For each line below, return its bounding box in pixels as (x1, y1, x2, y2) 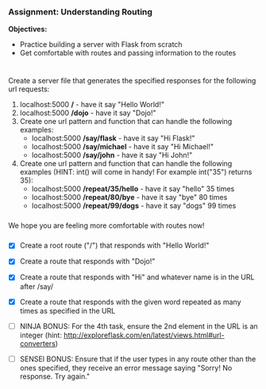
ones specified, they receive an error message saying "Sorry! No (19, 363, 233, 372)
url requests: (8, 84, 50, 94)
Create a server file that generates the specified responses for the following (8, 76, 256, 86)
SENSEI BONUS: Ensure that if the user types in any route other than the (19, 354, 256, 364)
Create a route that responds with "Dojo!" (19, 256, 156, 266)
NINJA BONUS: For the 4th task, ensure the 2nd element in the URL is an (19, 321, 258, 331)
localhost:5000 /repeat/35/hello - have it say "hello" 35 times (31, 184, 235, 194)
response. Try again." (19, 372, 91, 381)
